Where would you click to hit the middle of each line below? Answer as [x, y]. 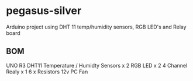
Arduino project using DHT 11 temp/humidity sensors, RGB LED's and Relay [96, 27]
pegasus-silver [44, 11]
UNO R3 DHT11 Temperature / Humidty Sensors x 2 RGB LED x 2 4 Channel [97, 65]
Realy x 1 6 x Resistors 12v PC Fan [47, 72]
